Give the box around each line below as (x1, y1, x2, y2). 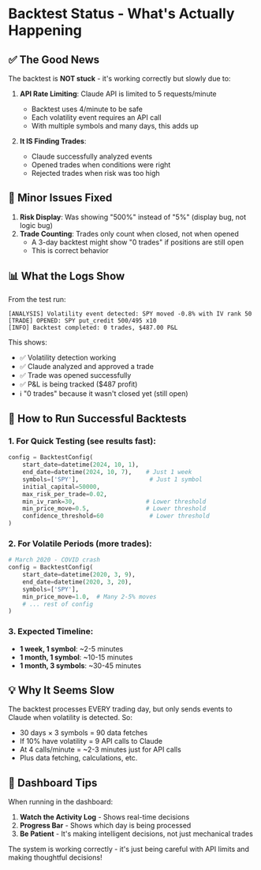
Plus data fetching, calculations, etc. (19, 753, 138, 763)
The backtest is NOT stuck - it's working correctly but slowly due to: (8, 74, 231, 83)
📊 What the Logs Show (8, 270, 125, 283)
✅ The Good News (8, 53, 100, 66)
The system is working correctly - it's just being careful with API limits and (8, 845, 250, 854)
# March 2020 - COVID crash (8, 556, 101, 564)
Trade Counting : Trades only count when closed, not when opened (19, 229, 239, 238)
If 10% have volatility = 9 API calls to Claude (19, 737, 163, 746)
